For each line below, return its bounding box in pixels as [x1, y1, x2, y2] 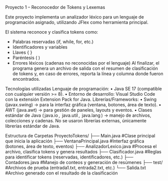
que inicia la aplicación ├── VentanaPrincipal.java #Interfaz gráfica [5, 138, 144, 144]
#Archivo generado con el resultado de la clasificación [5, 170, 118, 176]
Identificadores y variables [12, 44, 68, 50]
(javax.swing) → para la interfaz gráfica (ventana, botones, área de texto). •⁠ [5, 102, 161, 107]
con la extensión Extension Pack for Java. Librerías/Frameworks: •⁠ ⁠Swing [5, 96, 157, 102]
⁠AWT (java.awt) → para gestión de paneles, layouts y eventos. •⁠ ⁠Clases [5, 107, 152, 113]
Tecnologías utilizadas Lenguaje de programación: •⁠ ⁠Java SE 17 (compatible [5, 86, 162, 92]
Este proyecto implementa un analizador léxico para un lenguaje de [5, 14, 144, 20]
